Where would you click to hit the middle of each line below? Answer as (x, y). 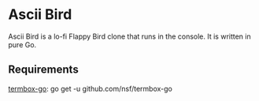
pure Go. (22, 44)
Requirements (43, 70)
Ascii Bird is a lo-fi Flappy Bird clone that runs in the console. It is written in (129, 36)
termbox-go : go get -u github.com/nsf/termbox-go (91, 88)
